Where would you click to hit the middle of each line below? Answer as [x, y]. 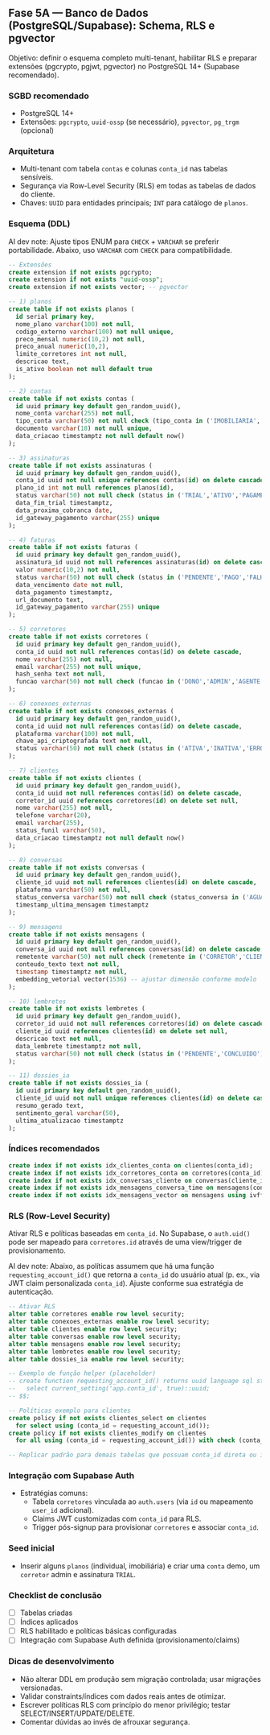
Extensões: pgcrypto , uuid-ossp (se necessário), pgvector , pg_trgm [129, 122]
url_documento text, [50, 600]
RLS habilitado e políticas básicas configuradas [98, 1631]
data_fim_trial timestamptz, [64, 503]
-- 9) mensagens [35, 927]
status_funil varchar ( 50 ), [61, 831]
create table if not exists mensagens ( [77, 934]
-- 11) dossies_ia [39, 1076]
